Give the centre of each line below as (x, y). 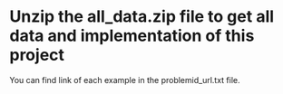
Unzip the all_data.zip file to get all (142, 17)
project (37, 55)
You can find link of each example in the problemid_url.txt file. (125, 80)
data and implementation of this (132, 36)
